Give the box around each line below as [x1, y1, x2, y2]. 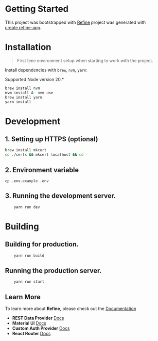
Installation [5, 42, 52, 53]
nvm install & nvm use [5, 90, 53, 95]
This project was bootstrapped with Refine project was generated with [5, 19, 146, 25]
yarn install [5, 99, 32, 104]
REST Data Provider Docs [12, 315, 64, 321]
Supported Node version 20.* [5, 76, 64, 82]
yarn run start [14, 279, 45, 284]
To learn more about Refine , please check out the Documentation [5, 306, 137, 311]
